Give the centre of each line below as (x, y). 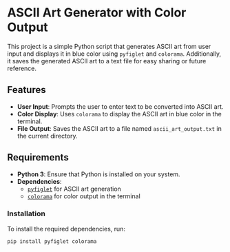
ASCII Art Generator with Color (97, 13)
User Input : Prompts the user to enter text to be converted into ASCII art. (120, 106)
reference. (22, 68)
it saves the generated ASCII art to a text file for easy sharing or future (107, 61)
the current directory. (47, 136)
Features (27, 90)
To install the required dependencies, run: (66, 229)
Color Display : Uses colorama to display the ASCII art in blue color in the (119, 114)
